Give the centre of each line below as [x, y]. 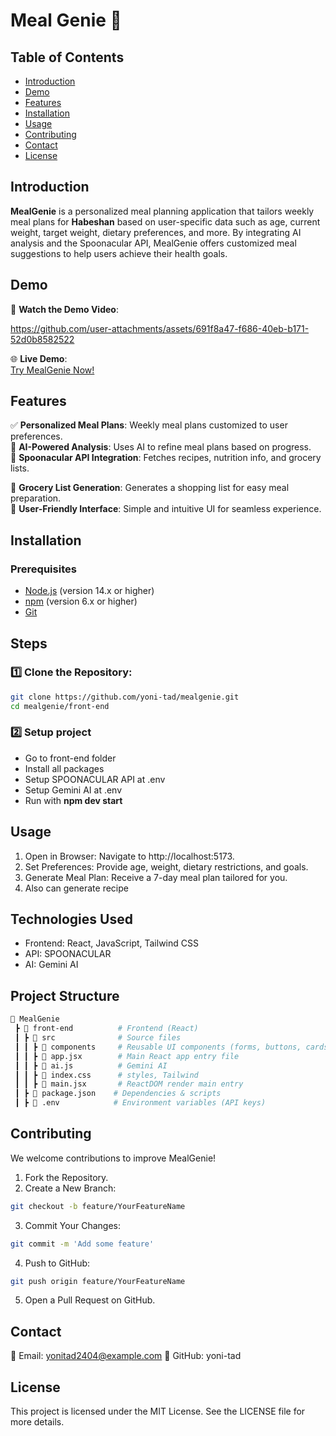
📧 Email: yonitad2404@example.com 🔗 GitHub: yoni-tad [126, 1356]
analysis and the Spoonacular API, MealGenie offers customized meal [153, 243]
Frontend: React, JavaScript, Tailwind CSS [111, 943]
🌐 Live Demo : [39, 358]
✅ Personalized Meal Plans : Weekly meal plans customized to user [149, 425]
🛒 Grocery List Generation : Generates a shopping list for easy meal [150, 488]
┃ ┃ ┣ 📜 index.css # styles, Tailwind [106, 1075]
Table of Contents [67, 57]
